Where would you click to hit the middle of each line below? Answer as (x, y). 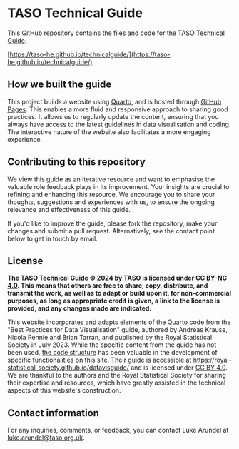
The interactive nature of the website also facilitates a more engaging (110, 132)
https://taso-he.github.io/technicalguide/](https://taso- (90, 54)
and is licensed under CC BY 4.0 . (179, 368)
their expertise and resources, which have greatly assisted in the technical (117, 383)
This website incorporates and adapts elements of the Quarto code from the (119, 322)
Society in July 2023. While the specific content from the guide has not (112, 345)
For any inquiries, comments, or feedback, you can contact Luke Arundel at (118, 430)
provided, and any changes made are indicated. (80, 308)
